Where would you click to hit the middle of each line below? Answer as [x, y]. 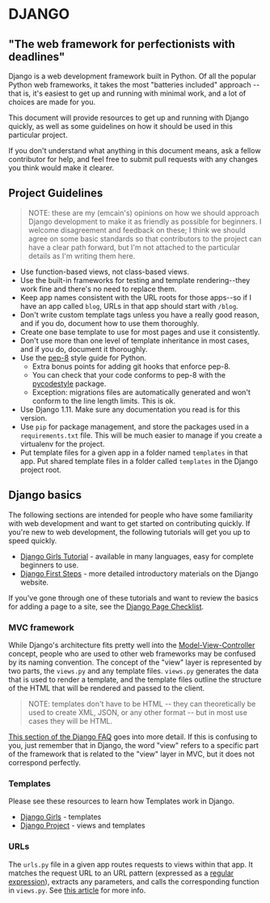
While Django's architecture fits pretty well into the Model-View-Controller [132, 644]
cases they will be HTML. [70, 721]
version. [34, 417]
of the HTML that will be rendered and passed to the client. [107, 688]
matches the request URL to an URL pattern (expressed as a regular [121, 873]
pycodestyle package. [69, 383]
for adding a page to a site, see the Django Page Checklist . [106, 606]
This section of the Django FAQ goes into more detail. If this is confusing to [133, 736]
